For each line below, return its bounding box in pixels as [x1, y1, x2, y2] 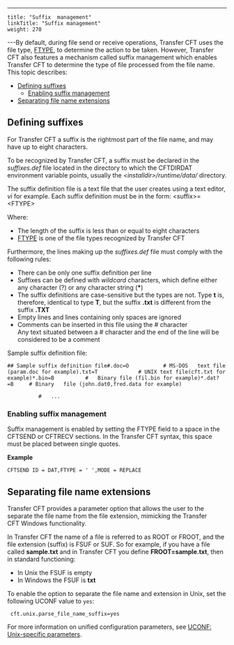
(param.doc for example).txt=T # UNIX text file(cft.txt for [7, 368, 226, 375]
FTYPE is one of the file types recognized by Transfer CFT [17, 233, 185, 242]
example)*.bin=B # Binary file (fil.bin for [7, 375, 173, 382]
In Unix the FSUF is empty [17, 568, 93, 577]
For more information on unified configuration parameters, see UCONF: [7, 623, 212, 631]
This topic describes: [7, 68, 68, 76]
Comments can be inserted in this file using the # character [17, 320, 188, 328]
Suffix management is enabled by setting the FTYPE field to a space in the [7, 425, 221, 433]
